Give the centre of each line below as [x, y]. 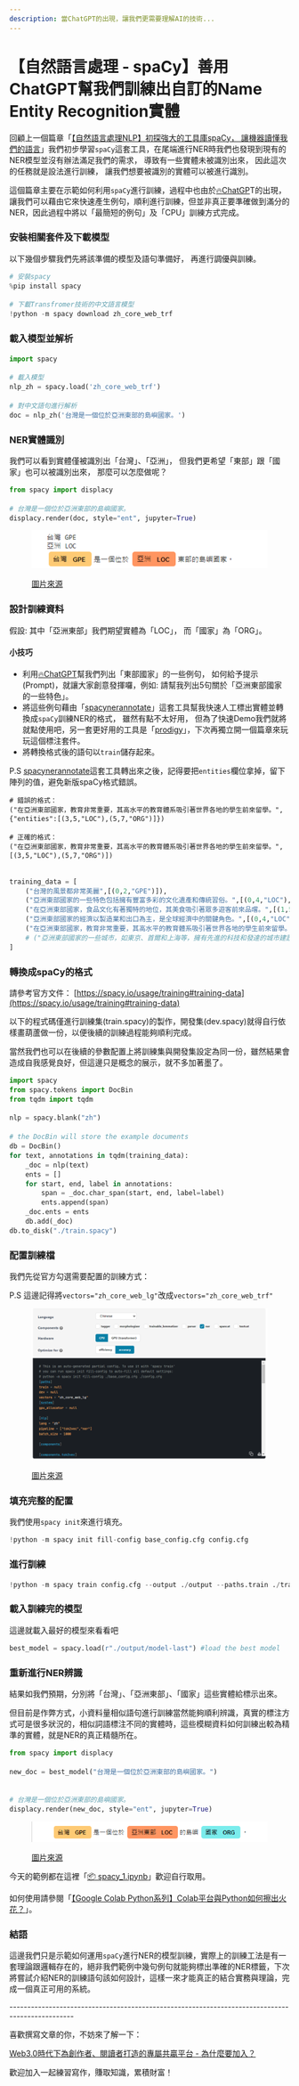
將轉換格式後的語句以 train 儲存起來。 [91, 752]
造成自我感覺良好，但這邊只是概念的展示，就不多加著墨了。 [118, 1062]
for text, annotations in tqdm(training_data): [99, 1155]
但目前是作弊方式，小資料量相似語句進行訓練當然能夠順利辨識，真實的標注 [145, 1712]
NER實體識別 [37, 439]
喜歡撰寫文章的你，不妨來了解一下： [76, 2034]
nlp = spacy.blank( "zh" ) [55, 1118]
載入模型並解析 [41, 338]
